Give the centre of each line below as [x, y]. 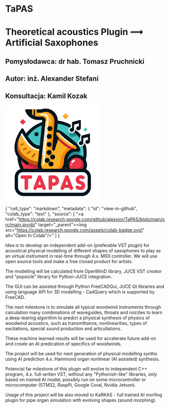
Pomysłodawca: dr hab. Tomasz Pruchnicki [75, 61]
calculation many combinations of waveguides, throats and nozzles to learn [84, 312]
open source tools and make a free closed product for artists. [69, 261]
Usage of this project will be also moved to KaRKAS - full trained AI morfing [84, 395]
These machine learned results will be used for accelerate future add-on [81, 338]
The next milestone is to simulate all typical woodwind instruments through [83, 307]
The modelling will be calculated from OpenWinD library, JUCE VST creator [83, 271]
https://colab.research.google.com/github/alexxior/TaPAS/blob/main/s [92, 219]
